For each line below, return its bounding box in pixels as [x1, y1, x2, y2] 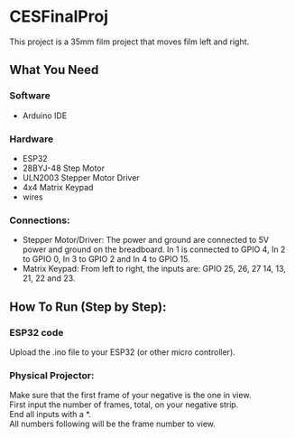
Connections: [9, 214, 70, 227]
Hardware [9, 133, 54, 145]
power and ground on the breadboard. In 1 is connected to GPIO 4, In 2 [22, 244, 286, 255]
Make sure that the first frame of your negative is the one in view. [9, 390, 252, 401]
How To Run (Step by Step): [9, 299, 167, 314]
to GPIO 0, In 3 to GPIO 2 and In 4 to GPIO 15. [22, 254, 191, 265]
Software [9, 89, 51, 102]
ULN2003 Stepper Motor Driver [22, 172, 140, 182]
